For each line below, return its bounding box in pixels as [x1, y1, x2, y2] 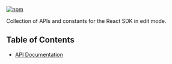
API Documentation [14, 51, 63, 58]
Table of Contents [6, 35, 75, 45]
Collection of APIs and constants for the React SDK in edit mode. [6, 18, 167, 24]
